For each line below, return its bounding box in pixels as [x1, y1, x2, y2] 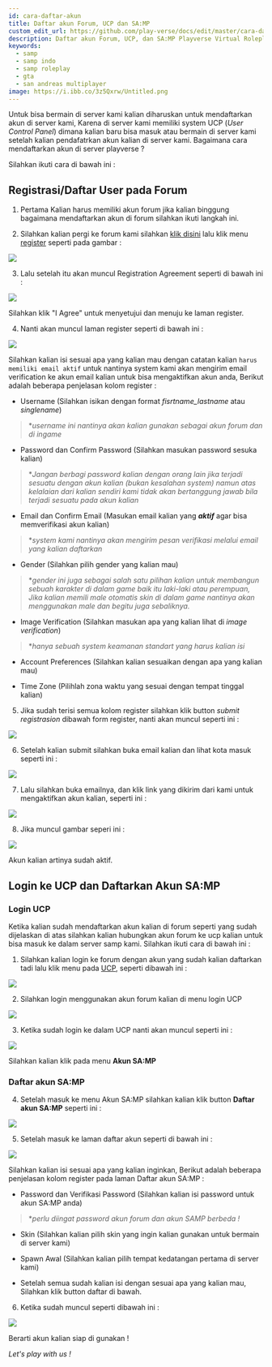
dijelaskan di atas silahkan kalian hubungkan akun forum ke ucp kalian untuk [8, 930, 263, 939]
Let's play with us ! [8, 1349, 71, 1359]
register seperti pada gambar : [19, 238, 122, 247]
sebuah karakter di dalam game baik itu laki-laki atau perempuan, [28, 584, 251, 594]
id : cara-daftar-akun [8, 11, 82, 20]
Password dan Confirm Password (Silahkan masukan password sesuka [19, 445, 257, 455]
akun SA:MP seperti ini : [19, 1103, 102, 1113]
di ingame [28, 429, 62, 439]
